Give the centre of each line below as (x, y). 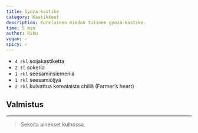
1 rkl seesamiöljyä (38, 79)
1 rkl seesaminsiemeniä (44, 74)
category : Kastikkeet (33, 17)
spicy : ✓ (17, 45)
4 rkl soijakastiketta (39, 61)
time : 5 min (21, 28)
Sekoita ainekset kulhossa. (53, 124)
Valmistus (25, 104)
